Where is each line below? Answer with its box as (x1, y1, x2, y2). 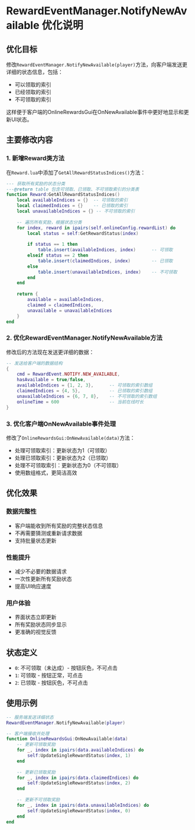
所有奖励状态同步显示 (14, 621, 67, 628)
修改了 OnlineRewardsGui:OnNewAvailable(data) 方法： (6, 434, 135, 441)
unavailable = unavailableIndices (27, 308, 112, 313)
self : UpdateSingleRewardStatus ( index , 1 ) (27, 753, 131, 759)
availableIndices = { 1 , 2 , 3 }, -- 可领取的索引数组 (17, 382, 152, 388)
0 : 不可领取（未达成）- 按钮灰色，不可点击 (14, 664, 118, 671)
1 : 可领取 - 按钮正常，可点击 (14, 672, 83, 679)
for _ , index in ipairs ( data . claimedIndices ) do (17, 775, 139, 781)
